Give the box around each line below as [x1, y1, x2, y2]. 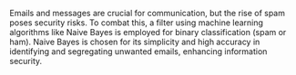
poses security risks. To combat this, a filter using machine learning [9, 17, 264, 28]
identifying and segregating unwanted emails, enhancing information [9, 46, 268, 57]
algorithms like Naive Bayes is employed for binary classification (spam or [9, 27, 287, 37]
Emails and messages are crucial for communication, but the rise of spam [9, 8, 285, 18]
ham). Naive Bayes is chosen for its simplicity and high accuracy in [9, 36, 260, 47]
